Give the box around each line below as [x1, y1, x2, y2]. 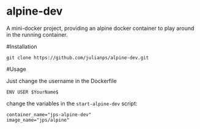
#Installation [6, 43, 38, 50]
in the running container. [6, 31, 69, 38]
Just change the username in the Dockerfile [6, 77, 117, 84]
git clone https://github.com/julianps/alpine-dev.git [6, 54, 149, 61]
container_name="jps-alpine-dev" [6, 111, 92, 117]
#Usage [6, 65, 26, 73]
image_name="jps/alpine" [6, 117, 70, 123]
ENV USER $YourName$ [6, 89, 59, 95]
